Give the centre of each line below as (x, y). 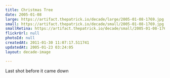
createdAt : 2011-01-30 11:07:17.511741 (47, 43)
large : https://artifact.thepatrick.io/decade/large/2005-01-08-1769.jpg (85, 19)
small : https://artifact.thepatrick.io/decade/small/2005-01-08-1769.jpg (85, 24)
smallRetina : (19, 29)
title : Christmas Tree (29, 10)
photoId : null (20, 38)
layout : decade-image (28, 52)
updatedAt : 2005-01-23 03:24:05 (39, 47)
